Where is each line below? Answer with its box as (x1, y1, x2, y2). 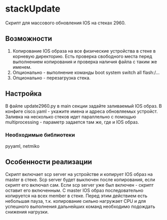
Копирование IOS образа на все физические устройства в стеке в (12, 48, 156, 54)
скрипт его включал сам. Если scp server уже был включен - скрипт (5, 182, 154, 188)
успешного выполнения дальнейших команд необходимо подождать (5, 203, 155, 209)
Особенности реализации (5, 158, 92, 166)
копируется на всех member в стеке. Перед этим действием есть (5, 193, 148, 199)
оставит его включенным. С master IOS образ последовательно (5, 187, 144, 193)
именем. (12, 64, 32, 70)
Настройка (5, 90, 42, 98)
